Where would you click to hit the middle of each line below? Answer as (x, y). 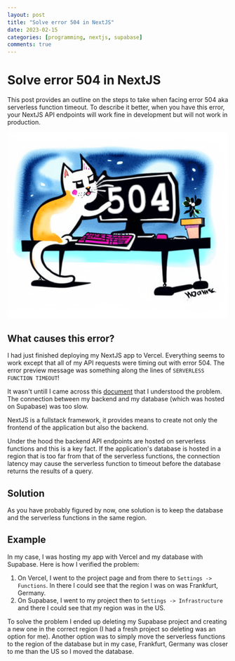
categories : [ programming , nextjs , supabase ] (75, 37)
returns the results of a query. (50, 471)
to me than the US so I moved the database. (71, 651)
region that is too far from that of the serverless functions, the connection (114, 456)
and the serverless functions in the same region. (77, 518)
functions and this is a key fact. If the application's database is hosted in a (114, 449)
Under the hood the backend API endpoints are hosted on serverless (107, 441)
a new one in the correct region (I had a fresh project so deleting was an (112, 629)
